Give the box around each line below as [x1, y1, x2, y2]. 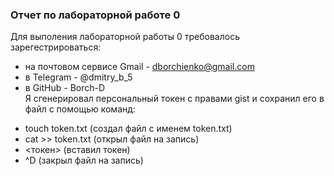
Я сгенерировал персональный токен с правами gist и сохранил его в [24, 93, 325, 105]
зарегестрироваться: [10, 41, 102, 53]
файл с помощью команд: [24, 103, 136, 115]
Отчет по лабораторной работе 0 [10, 8, 181, 22]
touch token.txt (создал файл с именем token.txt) [24, 123, 233, 135]
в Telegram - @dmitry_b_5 [24, 71, 133, 83]
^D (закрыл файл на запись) [24, 154, 144, 167]
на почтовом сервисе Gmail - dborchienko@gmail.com [24, 61, 255, 73]
